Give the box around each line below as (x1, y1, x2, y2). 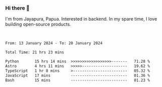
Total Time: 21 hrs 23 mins (5, 50, 65, 55)
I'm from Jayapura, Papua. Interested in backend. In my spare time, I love (5, 16, 157, 22)
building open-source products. (5, 21, 72, 27)
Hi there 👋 (5, 5, 30, 12)
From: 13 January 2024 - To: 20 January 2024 (5, 41, 102, 46)
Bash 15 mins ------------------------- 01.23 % (5, 77, 150, 82)
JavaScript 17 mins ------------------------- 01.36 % (5, 73, 150, 78)
